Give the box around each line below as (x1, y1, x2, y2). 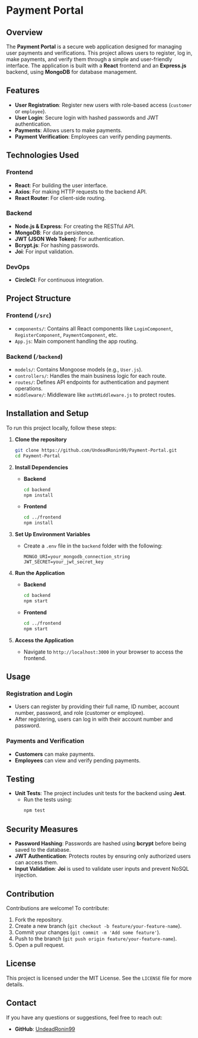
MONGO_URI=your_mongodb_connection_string (23, 554, 130, 560)
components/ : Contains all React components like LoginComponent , (14, 325, 173, 332)
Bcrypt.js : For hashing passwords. (14, 242, 100, 249)
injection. (14, 871, 37, 878)
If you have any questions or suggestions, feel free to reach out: (6, 1014, 163, 1021)
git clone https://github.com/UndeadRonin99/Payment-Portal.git (14, 447, 177, 453)
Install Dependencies (14, 464, 68, 471)
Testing (6, 774, 35, 784)
